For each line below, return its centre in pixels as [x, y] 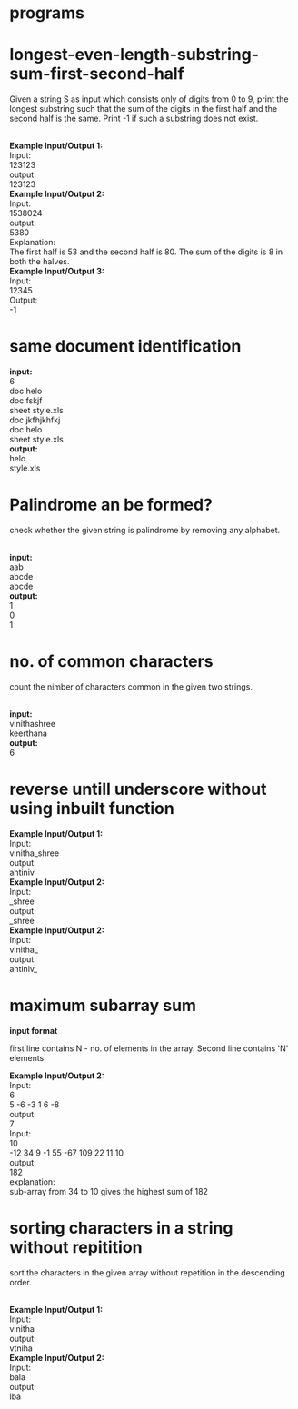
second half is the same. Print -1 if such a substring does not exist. [134, 119]
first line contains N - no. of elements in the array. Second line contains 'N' [149, 1048]
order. [20, 1282]
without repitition [76, 1247]
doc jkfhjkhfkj [35, 420]
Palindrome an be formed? [111, 505]
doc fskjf [26, 401]
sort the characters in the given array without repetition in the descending [148, 1272]
